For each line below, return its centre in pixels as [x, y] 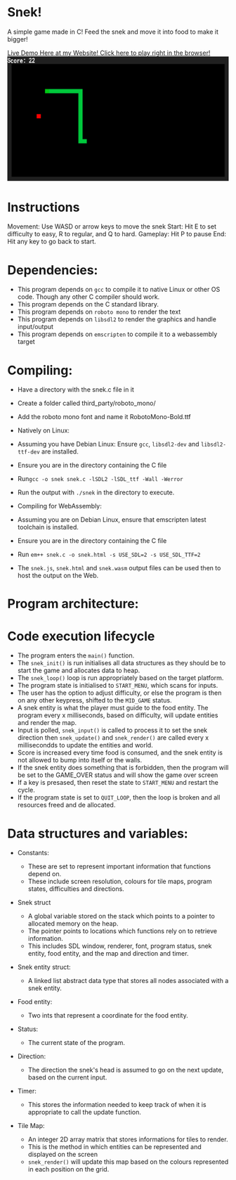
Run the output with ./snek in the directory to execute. [96, 492]
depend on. [45, 874]
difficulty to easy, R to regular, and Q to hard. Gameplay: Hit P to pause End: [117, 234]
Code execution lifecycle [81, 636]
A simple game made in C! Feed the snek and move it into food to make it [113, 32]
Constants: [33, 853]
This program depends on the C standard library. [88, 304]
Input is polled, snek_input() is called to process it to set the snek [112, 730]
